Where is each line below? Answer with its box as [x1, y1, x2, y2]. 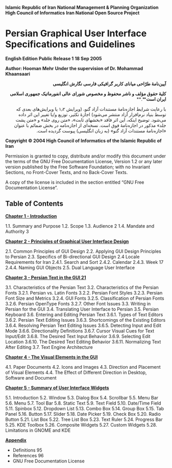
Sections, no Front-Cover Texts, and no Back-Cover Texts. [5, 169, 128, 175]
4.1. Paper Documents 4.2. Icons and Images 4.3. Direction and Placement [5, 364, 161, 370]
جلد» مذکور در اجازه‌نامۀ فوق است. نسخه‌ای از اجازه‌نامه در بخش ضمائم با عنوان [14, 122, 166, 128]
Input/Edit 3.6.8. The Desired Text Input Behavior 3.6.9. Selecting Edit [5, 333, 151, 339]
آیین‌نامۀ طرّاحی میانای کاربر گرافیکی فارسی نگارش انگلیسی [53, 80, 166, 86]
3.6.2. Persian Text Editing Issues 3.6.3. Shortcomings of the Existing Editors [5, 317, 166, 323]
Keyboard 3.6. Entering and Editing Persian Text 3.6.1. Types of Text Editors [5, 311, 163, 318]
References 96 [12, 452, 44, 458]
